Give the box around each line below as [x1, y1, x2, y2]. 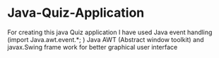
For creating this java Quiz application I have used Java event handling [7, 28, 213, 36]
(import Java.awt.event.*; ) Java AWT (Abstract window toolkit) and [7, 35, 204, 43]
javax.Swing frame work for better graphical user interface [7, 43, 178, 51]
